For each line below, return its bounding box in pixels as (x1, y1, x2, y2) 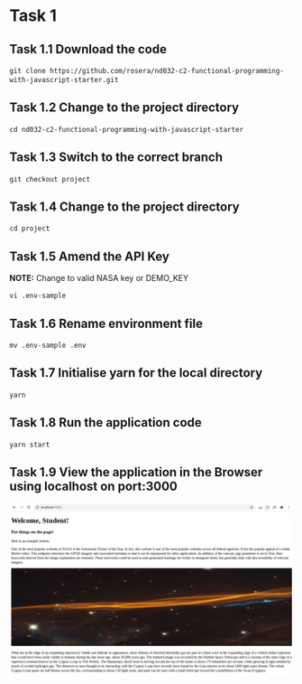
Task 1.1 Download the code (9, 42, 167, 57)
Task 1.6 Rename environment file (9, 315, 203, 331)
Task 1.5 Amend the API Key (9, 248, 169, 264)
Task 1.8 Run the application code (9, 415, 203, 430)
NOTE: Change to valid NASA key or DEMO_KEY (9, 273, 189, 284)
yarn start (9, 440, 50, 449)
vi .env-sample (9, 291, 67, 301)
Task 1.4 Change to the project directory (9, 200, 241, 215)
